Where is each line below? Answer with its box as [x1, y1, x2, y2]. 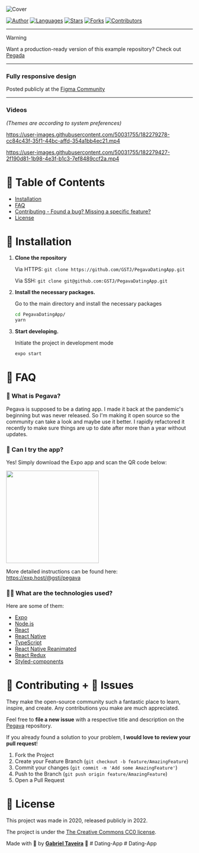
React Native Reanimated [14, 645, 77, 652]
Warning [6, 34, 27, 41]
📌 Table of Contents [6, 175, 105, 189]
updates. [6, 430, 28, 437]
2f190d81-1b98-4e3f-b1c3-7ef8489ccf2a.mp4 [6, 154, 120, 162]
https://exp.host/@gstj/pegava [6, 574, 81, 581]
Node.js [14, 620, 34, 627]
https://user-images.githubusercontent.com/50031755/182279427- [6, 149, 171, 156]
